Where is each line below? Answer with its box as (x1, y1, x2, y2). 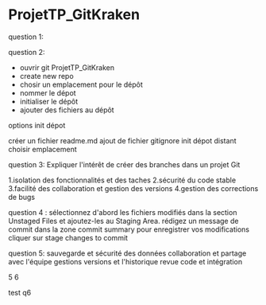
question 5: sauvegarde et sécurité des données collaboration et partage (8, 248, 247, 258)
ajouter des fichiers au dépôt (19, 105, 114, 115)
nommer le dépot (19, 88, 77, 97)
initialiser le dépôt (19, 96, 78, 106)
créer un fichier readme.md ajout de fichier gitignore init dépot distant (8, 135, 237, 145)
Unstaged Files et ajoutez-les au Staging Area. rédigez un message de (8, 216, 239, 225)
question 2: (8, 47, 45, 57)
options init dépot (8, 120, 66, 130)
